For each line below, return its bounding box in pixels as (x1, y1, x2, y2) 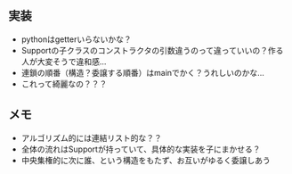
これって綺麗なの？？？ (20, 79, 108, 89)
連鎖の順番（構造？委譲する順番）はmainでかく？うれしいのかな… (20, 67, 264, 78)
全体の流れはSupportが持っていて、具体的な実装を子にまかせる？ (20, 144, 261, 154)
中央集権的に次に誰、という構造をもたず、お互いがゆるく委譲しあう (20, 154, 271, 165)
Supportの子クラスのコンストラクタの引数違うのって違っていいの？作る (20, 45, 284, 55)
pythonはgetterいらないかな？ (20, 34, 132, 45)
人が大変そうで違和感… (20, 56, 107, 67)
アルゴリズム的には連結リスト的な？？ (20, 132, 162, 143)
